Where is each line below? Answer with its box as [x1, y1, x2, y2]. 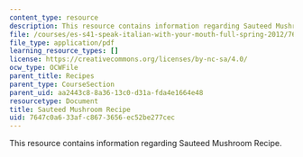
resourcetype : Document [9, 96, 99, 106]
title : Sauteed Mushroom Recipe [9, 105, 131, 114]
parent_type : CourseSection [9, 80, 115, 89]
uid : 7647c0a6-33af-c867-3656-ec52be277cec [9, 113, 176, 122]
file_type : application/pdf [9, 38, 115, 48]
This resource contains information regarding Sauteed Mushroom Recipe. [9, 138, 282, 149]
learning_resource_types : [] [9, 47, 119, 56]
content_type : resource [9, 13, 99, 22]
